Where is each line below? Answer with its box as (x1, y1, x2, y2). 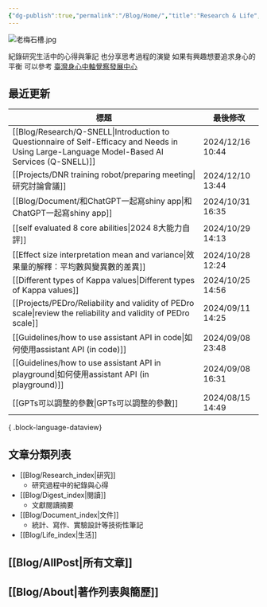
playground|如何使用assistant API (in (12, 369, 149, 380)
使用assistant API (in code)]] (20, 344, 127, 355)
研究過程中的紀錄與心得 (31, 480, 109, 490)
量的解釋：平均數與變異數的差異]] (20, 261, 146, 272)
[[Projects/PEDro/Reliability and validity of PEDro (12, 298, 195, 309)
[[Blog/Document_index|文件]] (19, 511, 119, 520)
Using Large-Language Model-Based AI (12, 147, 164, 158)
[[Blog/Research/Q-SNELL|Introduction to (12, 127, 170, 138)
